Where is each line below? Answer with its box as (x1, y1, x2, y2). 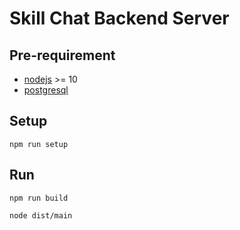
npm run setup (9, 139, 69, 149)
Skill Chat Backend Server (9, 7, 230, 30)
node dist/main (9, 210, 73, 221)
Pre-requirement (9, 47, 116, 64)
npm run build (9, 193, 69, 203)
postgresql (23, 84, 69, 96)
